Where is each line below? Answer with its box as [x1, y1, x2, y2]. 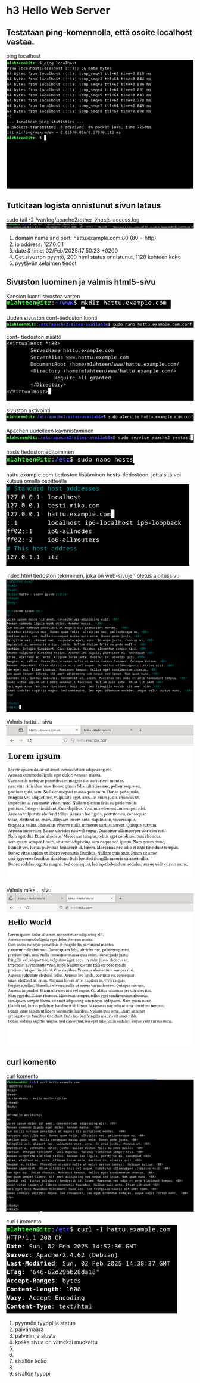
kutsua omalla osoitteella [6, 478, 67, 485]
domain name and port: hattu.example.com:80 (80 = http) [14, 234, 157, 241]
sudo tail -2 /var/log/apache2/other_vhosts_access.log [6, 216, 140, 223]
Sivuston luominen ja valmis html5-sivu [6, 277, 156, 287]
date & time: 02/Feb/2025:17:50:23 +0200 [14, 247, 118, 254]
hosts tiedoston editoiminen [6, 448, 74, 456]
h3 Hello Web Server [6, 4, 110, 17]
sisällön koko [14, 1357, 47, 1365]
